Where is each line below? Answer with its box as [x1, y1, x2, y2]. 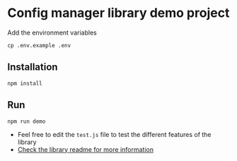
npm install [7, 80, 42, 87]
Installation [7, 61, 58, 73]
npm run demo [7, 118, 46, 125]
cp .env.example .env [7, 42, 71, 49]
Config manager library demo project [7, 5, 230, 21]
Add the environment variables [7, 28, 97, 37]
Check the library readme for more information [17, 145, 154, 153]
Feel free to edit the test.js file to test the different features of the [17, 130, 212, 138]
